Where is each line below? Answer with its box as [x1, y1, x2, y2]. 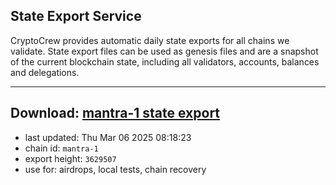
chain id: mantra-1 [24, 142, 99, 154]
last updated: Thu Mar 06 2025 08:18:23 [24, 131, 192, 143]
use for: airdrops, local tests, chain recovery [24, 163, 207, 175]
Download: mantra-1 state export [10, 105, 221, 122]
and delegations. [10, 66, 80, 78]
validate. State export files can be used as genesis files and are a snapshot [10, 45, 319, 57]
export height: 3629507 [24, 152, 117, 164]
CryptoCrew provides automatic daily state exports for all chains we [10, 34, 290, 46]
